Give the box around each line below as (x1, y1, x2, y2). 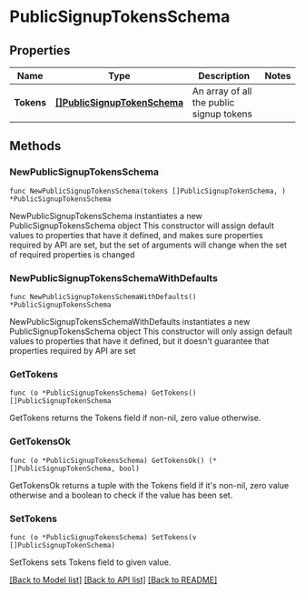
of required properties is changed (9, 248, 135, 260)
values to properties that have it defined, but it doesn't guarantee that (9, 335, 270, 347)
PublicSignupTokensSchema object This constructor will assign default (9, 220, 275, 231)
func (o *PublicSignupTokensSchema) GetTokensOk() (9, 456, 205, 465)
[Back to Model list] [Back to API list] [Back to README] (9, 574, 218, 585)
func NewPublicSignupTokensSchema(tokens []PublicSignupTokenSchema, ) (9, 186, 286, 196)
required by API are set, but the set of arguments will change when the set (9, 239, 288, 250)
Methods (9, 138, 62, 154)
